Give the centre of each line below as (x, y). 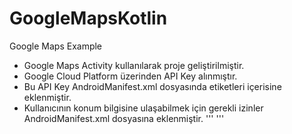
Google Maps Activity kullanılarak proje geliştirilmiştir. (134, 65)
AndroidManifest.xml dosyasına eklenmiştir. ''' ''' (124, 118)
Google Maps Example (56, 46)
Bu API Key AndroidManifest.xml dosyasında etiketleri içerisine (152, 86)
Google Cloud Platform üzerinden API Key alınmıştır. (130, 76)
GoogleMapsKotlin (88, 18)
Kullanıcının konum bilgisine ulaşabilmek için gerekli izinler (143, 108)
